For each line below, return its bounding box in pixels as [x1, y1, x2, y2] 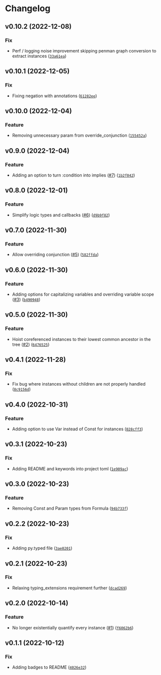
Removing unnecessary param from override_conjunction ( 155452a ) [12, 132, 147, 139]
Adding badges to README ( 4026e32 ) [12, 664, 87, 670]
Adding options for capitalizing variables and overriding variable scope [12, 291, 154, 297]
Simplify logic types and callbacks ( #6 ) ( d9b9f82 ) [12, 212, 110, 218]
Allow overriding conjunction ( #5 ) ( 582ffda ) [12, 251, 99, 258]
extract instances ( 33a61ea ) [12, 53, 67, 59]
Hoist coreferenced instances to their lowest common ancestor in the [12, 336, 151, 342]
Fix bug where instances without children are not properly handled [12, 381, 146, 387]
